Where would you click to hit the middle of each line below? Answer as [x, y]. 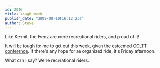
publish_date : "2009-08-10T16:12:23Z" [44, 18]
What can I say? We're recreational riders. [47, 60]
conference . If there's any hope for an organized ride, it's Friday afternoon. [80, 51]
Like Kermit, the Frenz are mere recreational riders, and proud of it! [72, 37]
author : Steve [20, 23]
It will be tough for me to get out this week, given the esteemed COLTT [76, 46]
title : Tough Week [24, 14]
